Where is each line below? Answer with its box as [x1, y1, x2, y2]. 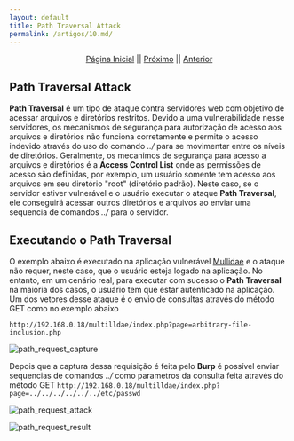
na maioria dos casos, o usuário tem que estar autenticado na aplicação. [9, 285, 275, 295]
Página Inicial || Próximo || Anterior [85, 54, 213, 65]
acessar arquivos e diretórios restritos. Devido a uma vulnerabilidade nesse [9, 113, 285, 123]
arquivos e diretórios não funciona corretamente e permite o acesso [9, 131, 259, 142]
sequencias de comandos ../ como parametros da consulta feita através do [9, 370, 284, 381]
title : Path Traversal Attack [9, 21, 122, 30]
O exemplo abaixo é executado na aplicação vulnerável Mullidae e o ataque [9, 256, 286, 266]
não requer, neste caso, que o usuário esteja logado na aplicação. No [9, 265, 264, 276]
